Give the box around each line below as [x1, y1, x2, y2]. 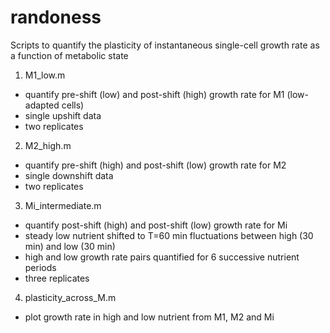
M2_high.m [24, 139, 72, 151]
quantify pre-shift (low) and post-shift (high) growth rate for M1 [24, 88, 285, 100]
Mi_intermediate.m [24, 199, 102, 211]
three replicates [24, 272, 90, 284]
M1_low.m [24, 69, 66, 81]
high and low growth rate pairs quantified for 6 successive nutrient [24, 251, 300, 263]
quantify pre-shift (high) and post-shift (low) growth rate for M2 [24, 159, 287, 171]
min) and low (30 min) [24, 240, 116, 252]
